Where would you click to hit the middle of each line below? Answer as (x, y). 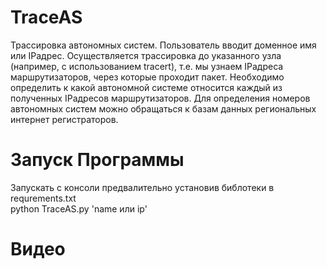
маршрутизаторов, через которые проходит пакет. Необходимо (147, 77)
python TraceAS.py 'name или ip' (79, 208)
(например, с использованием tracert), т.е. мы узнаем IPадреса (147, 66)
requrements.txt (43, 198)
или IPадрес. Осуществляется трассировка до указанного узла (146, 55)
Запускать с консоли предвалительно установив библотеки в (142, 187)
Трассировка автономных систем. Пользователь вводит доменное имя (163, 45)
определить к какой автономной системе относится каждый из (146, 87)
